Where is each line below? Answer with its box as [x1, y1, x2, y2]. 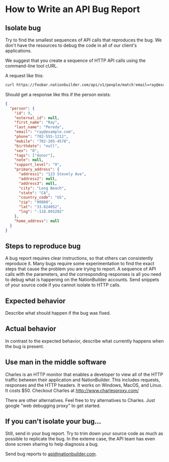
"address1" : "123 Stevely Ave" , [18, 171, 87, 177]
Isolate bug [5, 24, 41, 32]
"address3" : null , [18, 181, 57, 186]
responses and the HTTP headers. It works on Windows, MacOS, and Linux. [5, 382, 162, 388]
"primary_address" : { [14, 167, 59, 172]
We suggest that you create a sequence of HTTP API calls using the [5, 57, 146, 64]
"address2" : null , [18, 176, 57, 181]
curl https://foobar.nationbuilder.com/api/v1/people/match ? [5, 82, 136, 87]
